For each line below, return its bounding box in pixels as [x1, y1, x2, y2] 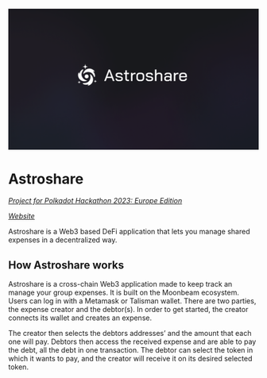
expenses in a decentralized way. [8, 235, 118, 245]
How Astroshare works [8, 258, 125, 272]
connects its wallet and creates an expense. [8, 313, 153, 322]
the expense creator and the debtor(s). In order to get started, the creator [8, 305, 249, 314]
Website [8, 211, 36, 221]
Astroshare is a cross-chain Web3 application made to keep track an [8, 280, 233, 289]
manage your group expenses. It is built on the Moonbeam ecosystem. [8, 287, 240, 298]
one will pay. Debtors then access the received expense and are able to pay [8, 337, 257, 346]
